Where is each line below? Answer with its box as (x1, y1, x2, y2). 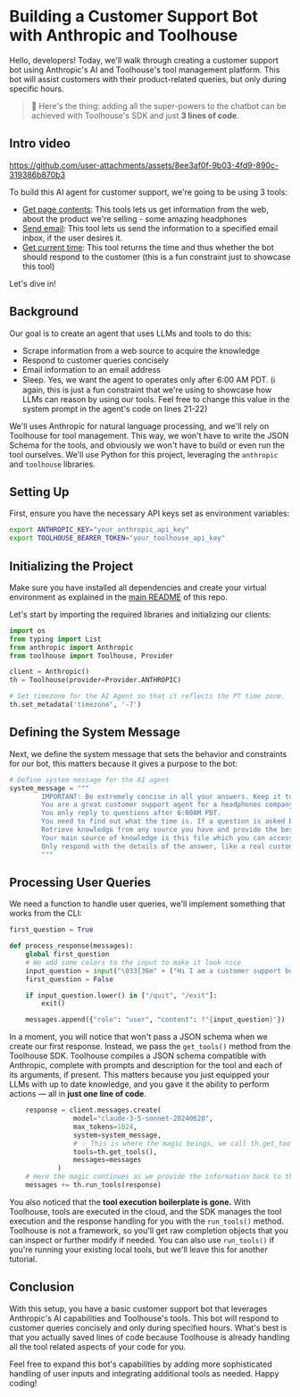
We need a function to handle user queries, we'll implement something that (9, 898, 286, 909)
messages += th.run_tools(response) (25, 1181, 162, 1190)
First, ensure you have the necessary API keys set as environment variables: (9, 508, 290, 519)
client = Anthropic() (9, 668, 90, 677)
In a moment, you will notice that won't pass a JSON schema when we (9, 1031, 268, 1042)
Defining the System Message (9, 725, 181, 740)
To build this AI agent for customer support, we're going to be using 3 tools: (9, 186, 288, 198)
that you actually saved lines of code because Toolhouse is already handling (9, 1332, 290, 1342)
